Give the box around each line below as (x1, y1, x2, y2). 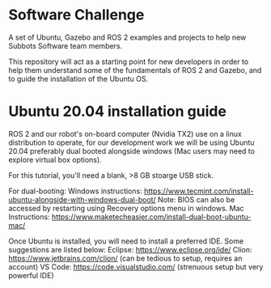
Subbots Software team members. (8, 40, 123, 50)
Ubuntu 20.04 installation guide (8, 103, 227, 121)
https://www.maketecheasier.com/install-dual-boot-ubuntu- (51, 212, 252, 222)
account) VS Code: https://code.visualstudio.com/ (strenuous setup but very (8, 261, 264, 272)
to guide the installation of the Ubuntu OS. (8, 74, 148, 83)
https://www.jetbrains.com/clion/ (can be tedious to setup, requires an (8, 253, 243, 263)
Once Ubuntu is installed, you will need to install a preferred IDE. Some (8, 236, 244, 246)
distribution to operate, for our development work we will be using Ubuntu (8, 138, 255, 147)
